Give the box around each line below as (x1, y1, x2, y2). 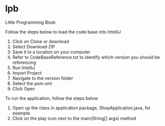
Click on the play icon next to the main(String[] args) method (12, 115, 136, 121)
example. (12, 110, 31, 116)
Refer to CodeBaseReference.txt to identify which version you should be (12, 54, 160, 60)
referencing (12, 59, 36, 65)
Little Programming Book (5, 19, 56, 25)
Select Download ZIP (12, 43, 55, 49)
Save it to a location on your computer (12, 49, 91, 55)
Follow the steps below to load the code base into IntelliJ (5, 29, 121, 35)
